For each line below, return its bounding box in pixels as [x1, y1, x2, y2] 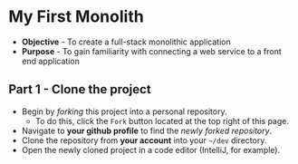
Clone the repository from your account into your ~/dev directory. [21, 134, 267, 146]
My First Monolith [8, 6, 144, 27]
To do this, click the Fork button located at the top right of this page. [34, 115, 290, 126]
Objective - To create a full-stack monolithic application [21, 36, 232, 47]
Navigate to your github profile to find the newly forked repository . [21, 125, 273, 136]
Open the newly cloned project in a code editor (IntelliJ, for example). [21, 144, 281, 155]
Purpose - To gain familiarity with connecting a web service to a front [21, 45, 282, 56]
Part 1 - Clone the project [8, 82, 151, 97]
